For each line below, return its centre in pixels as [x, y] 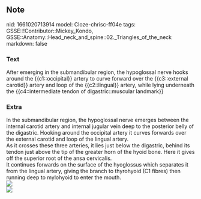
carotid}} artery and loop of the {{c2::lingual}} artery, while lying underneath [100, 85]
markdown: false [27, 43]
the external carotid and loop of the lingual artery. [67, 139]
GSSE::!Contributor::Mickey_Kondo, [50, 31]
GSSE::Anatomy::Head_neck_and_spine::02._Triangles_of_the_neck [89, 37]
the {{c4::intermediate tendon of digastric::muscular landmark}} [85, 91]
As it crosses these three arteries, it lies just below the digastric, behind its [98, 145]
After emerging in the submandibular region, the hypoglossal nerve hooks [97, 72]
